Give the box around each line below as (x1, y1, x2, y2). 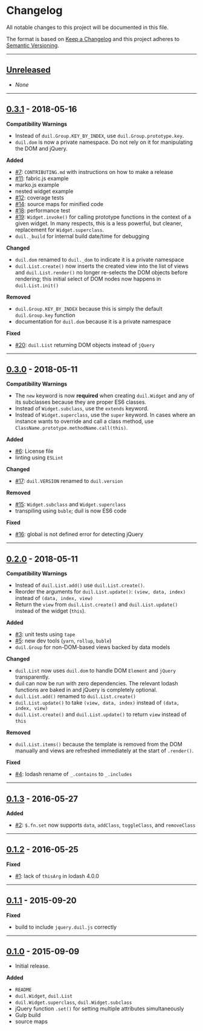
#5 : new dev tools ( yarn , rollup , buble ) (14, 637, 112, 644)
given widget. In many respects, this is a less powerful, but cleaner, (14, 219, 183, 227)
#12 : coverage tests (14, 194, 65, 201)
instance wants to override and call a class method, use (14, 418, 154, 425)
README (14, 987, 32, 993)
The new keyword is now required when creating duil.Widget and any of (14, 392, 195, 399)
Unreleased (6, 65, 51, 76)
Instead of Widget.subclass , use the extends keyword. (14, 405, 149, 412)
